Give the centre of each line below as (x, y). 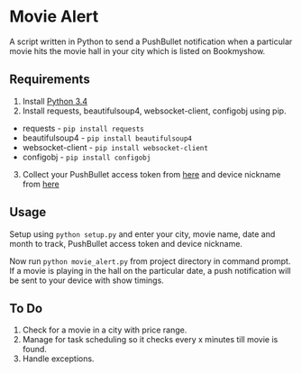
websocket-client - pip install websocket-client (115, 147)
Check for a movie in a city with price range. (105, 330)
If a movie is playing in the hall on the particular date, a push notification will (150, 270)
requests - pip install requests (83, 128)
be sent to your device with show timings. (87, 280)
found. (35, 350)
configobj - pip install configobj (87, 157)
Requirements (50, 80)
